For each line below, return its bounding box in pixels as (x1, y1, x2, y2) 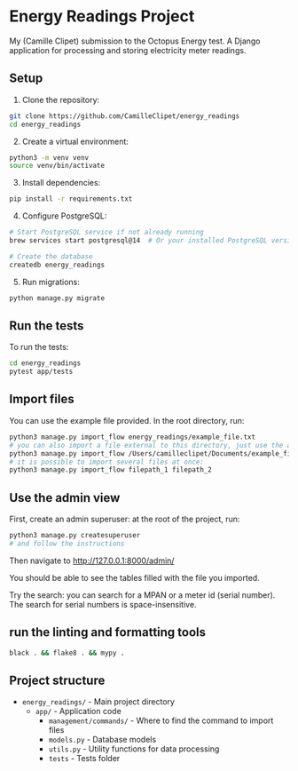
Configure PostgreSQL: (21, 211, 107, 221)
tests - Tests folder (48, 753, 121, 764)
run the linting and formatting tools (9, 624, 207, 640)
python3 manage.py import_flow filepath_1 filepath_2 (9, 465, 213, 474)
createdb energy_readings (9, 260, 105, 269)
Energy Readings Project (9, 6, 195, 27)
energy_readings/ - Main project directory (21, 696, 176, 707)
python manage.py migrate (9, 293, 105, 303)
